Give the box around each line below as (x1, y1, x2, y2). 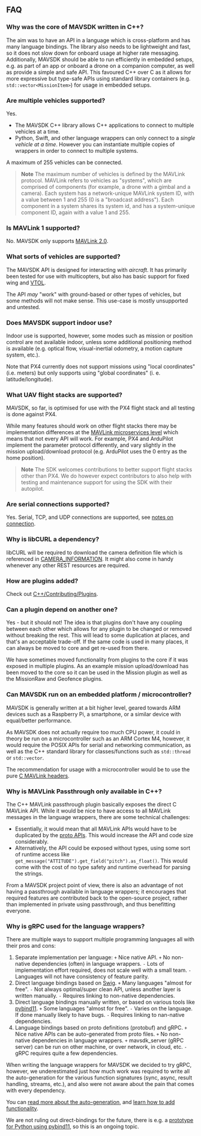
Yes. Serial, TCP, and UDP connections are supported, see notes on (6, 514, 174, 521)
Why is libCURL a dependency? (6, 535, 100, 544)
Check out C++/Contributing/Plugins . (6, 591, 98, 598)
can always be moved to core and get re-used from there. (6, 645, 149, 652)
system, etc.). (6, 351, 40, 358)
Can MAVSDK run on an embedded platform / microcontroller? (6, 690, 192, 699)
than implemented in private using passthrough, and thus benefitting (6, 900, 176, 907)
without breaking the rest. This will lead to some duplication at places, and (6, 631, 190, 639)
